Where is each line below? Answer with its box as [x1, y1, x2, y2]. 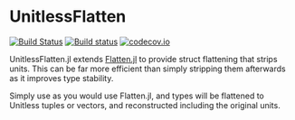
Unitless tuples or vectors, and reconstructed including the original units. [9, 99, 281, 110]
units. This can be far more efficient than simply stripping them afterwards [9, 63, 287, 74]
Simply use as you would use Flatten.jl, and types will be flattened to [9, 90, 265, 101]
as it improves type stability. [9, 72, 114, 83]
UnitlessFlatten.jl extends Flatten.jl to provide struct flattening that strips [9, 53, 278, 64]
